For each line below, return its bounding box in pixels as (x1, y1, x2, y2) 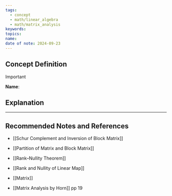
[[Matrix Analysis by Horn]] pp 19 (12, 185, 83, 191)
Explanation (5, 98, 45, 107)
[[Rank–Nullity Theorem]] (12, 155, 66, 162)
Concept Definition (5, 60, 68, 69)
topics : (5, 31, 22, 36)
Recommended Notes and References (5, 122, 129, 130)
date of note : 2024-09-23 (5, 41, 60, 46)
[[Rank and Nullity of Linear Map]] (12, 165, 84, 171)
